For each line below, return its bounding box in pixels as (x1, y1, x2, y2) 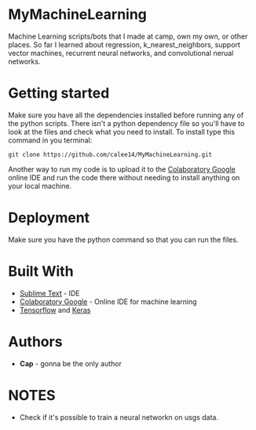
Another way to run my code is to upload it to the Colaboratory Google (8, 164, 236, 174)
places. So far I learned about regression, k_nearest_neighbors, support (8, 39, 241, 49)
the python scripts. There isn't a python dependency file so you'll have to (8, 118, 245, 128)
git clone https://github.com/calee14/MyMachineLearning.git (8, 150, 213, 158)
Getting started (8, 84, 110, 102)
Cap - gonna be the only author (19, 358, 122, 368)
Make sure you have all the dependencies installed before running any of (8, 110, 244, 120)
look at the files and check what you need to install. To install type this (8, 127, 236, 136)
